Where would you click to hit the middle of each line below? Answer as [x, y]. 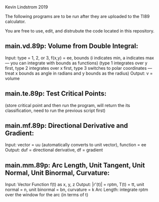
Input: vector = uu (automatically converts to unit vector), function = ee [76, 145]
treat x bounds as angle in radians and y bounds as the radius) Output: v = [79, 73]
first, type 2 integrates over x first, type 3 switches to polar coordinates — [79, 68]
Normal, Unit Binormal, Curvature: [57, 173]
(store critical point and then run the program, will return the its [68, 105]
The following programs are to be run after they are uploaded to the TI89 [77, 16]
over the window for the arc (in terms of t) [47, 195]
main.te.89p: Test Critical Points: [56, 94]
